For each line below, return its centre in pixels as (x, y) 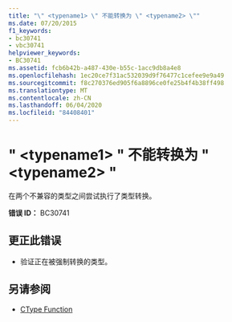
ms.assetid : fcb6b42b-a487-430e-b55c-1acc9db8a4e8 (95, 68)
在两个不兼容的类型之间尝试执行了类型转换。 (82, 196)
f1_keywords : (30, 31)
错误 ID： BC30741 (39, 213)
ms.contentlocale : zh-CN (50, 98)
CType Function (46, 309)
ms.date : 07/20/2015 (43, 23)
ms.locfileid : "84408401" (51, 113)
